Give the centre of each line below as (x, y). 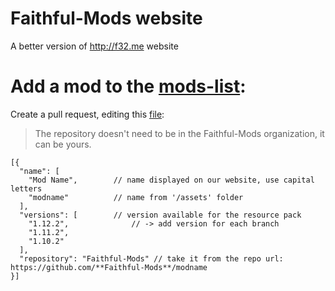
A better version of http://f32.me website (94, 46)
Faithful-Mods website (106, 18)
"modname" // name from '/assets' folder (136, 197)
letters (26, 188)
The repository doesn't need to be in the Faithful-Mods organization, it (179, 133)
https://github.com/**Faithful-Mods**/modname (109, 267)
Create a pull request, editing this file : (87, 114)
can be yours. (63, 144)
